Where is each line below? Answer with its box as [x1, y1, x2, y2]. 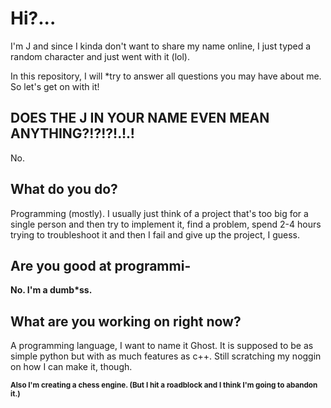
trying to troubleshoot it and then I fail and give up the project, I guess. [10, 228, 301, 241]
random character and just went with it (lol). [10, 50, 190, 62]
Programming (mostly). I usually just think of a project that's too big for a [10, 207, 309, 219]
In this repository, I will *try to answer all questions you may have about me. [10, 70, 322, 82]
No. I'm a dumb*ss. [10, 284, 93, 296]
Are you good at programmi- [10, 257, 192, 274]
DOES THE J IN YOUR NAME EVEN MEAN [10, 110, 270, 127]
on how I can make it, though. [10, 361, 133, 373]
